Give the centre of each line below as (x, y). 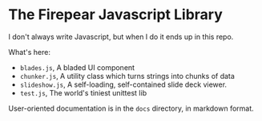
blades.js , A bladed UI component (77, 67)
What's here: (29, 52)
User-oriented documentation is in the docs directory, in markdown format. (131, 108)
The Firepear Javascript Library (115, 15)
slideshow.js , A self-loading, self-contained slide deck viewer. (123, 84)
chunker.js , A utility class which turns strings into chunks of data (127, 76)
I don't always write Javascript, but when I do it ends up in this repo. (121, 37)
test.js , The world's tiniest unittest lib (83, 92)
